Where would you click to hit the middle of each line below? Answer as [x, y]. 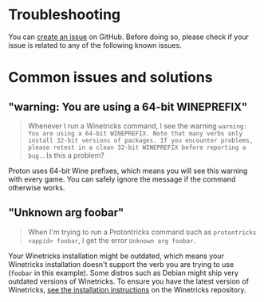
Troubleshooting [65, 15]
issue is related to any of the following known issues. [95, 45]
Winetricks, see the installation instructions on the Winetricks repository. [127, 289]
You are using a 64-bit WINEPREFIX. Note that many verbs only [135, 133]
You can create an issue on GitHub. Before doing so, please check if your [129, 37]
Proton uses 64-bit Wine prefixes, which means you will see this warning [128, 171]
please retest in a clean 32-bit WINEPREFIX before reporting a [137, 147]
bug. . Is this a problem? [66, 155]
